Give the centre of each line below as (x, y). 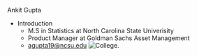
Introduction (35, 23)
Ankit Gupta (24, 10)
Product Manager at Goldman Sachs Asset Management (109, 38)
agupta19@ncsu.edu (57, 45)
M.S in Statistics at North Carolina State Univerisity (101, 31)
